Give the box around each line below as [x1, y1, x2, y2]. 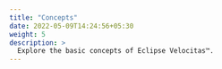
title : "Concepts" [9, 13, 78, 22]
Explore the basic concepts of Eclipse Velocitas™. [17, 47, 215, 56]
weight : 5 [9, 30, 47, 39]
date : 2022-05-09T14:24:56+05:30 [9, 22, 134, 30]
